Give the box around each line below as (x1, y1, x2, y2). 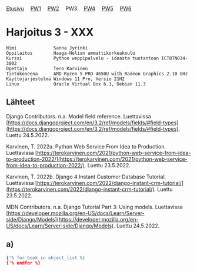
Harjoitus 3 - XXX (6, 26, 94, 39)
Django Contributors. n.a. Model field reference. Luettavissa (6, 113, 151, 120)
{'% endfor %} (6, 260, 41, 266)
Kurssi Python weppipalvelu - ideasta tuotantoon (6, 55, 159, 61)
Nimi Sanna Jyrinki (6, 45, 88, 51)
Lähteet (6, 97, 35, 107)
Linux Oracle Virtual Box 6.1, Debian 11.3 (6, 81, 146, 87)
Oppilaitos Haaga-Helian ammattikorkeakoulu (6, 50, 135, 56)
